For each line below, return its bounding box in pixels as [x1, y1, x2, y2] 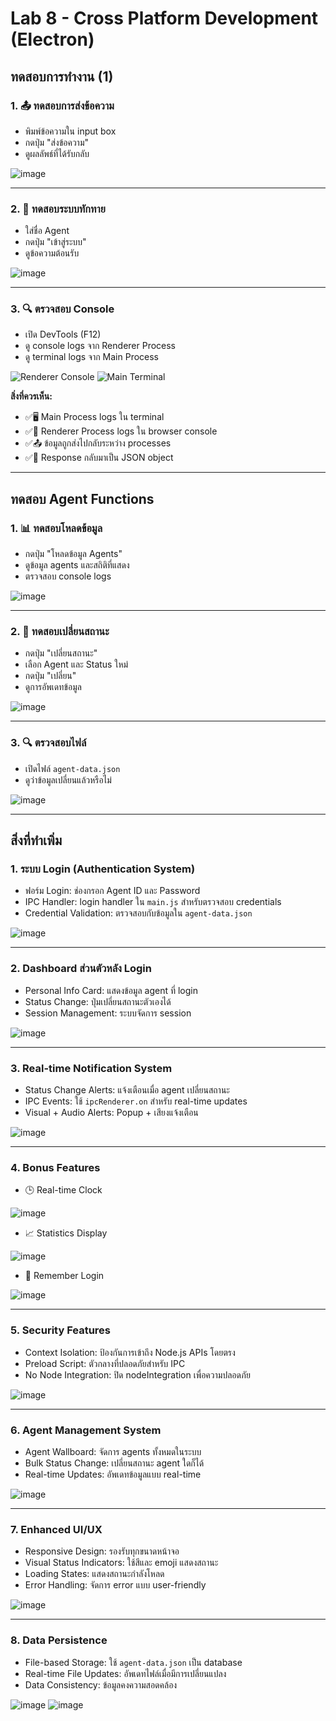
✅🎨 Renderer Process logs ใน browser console [24, 425, 218, 437]
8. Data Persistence [10, 1633, 108, 1647]
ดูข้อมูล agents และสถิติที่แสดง [24, 559, 130, 571]
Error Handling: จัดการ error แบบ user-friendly [24, 1579, 207, 1591]
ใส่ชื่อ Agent [24, 225, 70, 237]
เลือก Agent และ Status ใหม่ [24, 658, 129, 671]
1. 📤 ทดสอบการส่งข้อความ [10, 98, 115, 112]
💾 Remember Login [24, 1270, 105, 1282]
